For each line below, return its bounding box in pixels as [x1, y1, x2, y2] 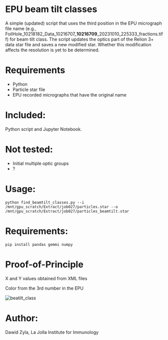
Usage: [5, 183, 36, 195]
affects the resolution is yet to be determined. [5, 47, 100, 53]
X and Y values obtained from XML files [5, 275, 88, 281]
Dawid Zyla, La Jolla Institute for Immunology [5, 329, 99, 335]
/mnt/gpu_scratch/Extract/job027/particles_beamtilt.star [5, 209, 129, 214]
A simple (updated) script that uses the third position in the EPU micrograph [5, 20, 162, 26]
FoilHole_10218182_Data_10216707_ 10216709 [5, 31, 98, 37]
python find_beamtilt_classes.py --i [5, 200, 85, 205]
